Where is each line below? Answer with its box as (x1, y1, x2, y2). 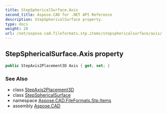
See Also (5, 75, 28, 82)
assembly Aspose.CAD (12, 102, 61, 109)
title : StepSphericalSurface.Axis (5, 7, 79, 13)
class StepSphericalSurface (12, 92, 71, 98)
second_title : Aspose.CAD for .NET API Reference (5, 12, 113, 17)
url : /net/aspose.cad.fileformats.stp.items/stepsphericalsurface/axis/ (5, 31, 162, 36)
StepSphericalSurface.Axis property (5, 50, 124, 58)
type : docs (5, 21, 28, 27)
